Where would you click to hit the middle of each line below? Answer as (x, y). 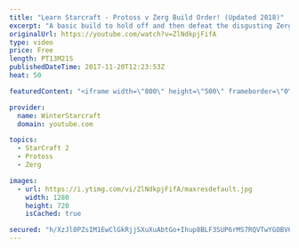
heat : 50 (25, 76)
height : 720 (47, 205)
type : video (31, 42)
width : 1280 (47, 197)
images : (24, 180)
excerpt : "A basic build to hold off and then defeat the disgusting (141, 26)
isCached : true (53, 214)
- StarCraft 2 (43, 148)
